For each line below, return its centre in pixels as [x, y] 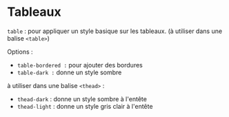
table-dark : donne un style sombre [69, 72]
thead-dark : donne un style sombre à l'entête [82, 99]
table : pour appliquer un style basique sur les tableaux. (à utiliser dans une [115, 31]
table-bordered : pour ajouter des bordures [80, 65]
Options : [20, 52]
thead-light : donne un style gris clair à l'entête [85, 106]
